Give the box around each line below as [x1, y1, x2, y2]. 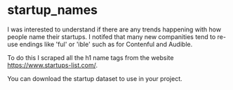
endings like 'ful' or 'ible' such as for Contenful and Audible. [19, 40, 193, 48]
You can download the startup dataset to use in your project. [7, 74, 182, 82]
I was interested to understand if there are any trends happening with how [7, 25, 222, 33]
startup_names [7, 2, 98, 18]
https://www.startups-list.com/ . [7, 61, 98, 69]
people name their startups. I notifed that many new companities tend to [7, 32, 216, 40]
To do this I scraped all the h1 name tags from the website [7, 53, 174, 61]
